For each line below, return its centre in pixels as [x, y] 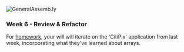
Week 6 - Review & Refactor [46, 24]
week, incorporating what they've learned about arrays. [73, 43]
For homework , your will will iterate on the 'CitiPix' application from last [92, 37]
